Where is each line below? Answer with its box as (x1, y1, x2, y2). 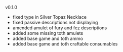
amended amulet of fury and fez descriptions (12, 25, 107, 31)
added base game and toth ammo (12, 35, 84, 41)
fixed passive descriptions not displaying (12, 20, 98, 25)
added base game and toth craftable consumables (12, 41, 118, 47)
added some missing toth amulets (12, 30, 84, 36)
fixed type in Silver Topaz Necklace (12, 14, 87, 20)
